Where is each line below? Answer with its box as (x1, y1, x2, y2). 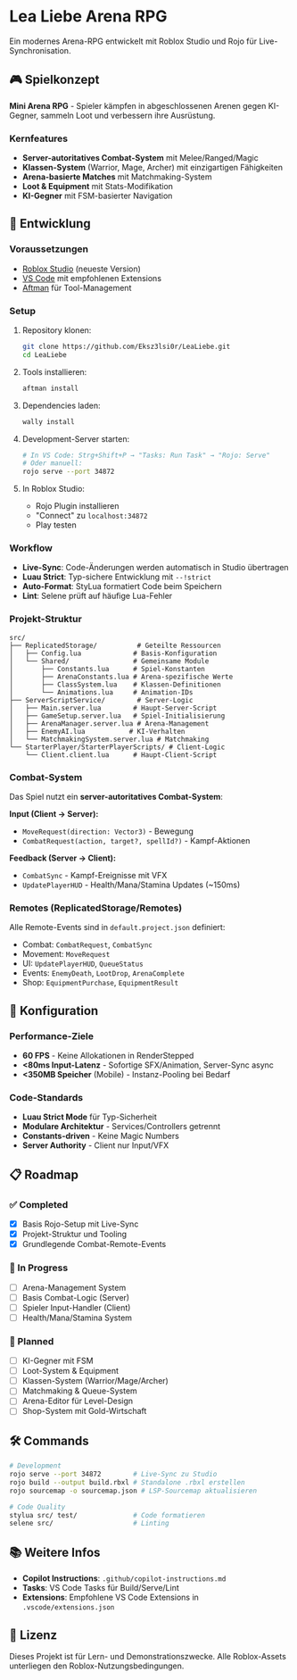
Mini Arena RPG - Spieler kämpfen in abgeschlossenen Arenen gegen (9, 100, 267, 111)
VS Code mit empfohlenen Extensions (21, 272, 162, 283)
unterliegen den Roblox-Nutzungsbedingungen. (9, 1660, 185, 1671)
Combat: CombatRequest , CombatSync (21, 939, 153, 950)
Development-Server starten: (21, 433, 130, 444)
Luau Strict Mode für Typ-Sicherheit (21, 1111, 158, 1122)
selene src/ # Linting (9, 1519, 169, 1528)
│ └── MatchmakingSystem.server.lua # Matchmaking (9, 735, 210, 744)
